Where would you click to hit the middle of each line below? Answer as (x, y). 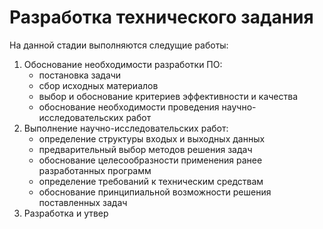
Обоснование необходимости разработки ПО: (123, 64)
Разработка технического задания (161, 17)
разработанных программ (95, 170)
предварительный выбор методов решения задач (145, 149)
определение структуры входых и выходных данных (152, 138)
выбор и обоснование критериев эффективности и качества (168, 96)
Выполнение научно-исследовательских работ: (126, 128)
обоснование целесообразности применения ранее (150, 160)
